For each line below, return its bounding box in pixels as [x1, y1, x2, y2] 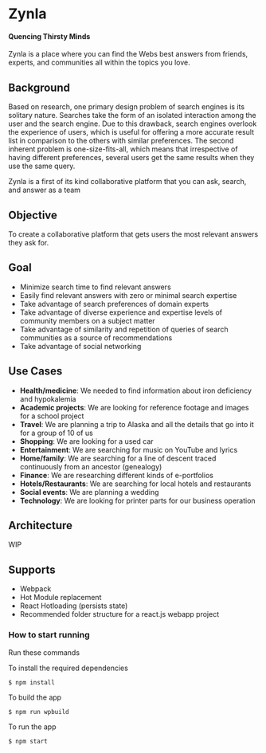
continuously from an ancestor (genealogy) [19, 461, 162, 471]
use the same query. [8, 161, 76, 171]
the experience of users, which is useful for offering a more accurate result [8, 127, 255, 137]
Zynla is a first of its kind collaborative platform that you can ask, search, [8, 177, 247, 186]
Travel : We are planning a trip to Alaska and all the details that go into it [19, 419, 255, 429]
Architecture [8, 519, 73, 532]
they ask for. [8, 238, 49, 248]
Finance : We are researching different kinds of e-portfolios [19, 470, 213, 480]
